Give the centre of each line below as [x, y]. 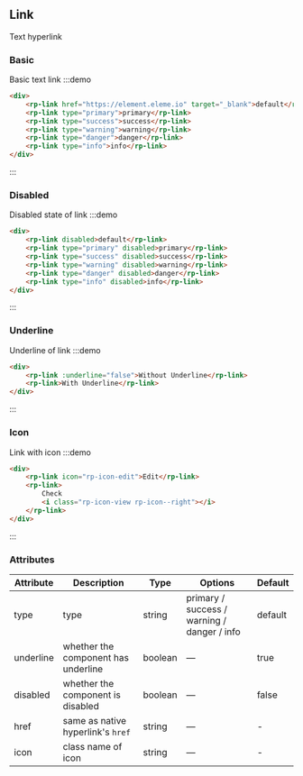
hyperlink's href [96, 732]
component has [96, 657]
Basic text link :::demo [50, 79]
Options [217, 582]
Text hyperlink [36, 36]
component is [92, 695]
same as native [95, 720]
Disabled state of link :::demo [64, 215]
